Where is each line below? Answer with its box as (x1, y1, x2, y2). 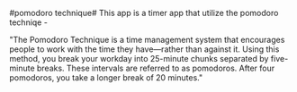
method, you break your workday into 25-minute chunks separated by (9, 54, 269, 63)
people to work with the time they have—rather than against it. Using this (9, 44, 280, 54)
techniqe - (9, 17, 48, 28)
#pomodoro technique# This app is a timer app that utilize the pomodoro (9, 8, 279, 18)
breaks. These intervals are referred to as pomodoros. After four (36, 63, 275, 73)
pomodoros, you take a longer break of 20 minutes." (9, 72, 203, 83)
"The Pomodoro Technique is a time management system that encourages (9, 35, 285, 45)
